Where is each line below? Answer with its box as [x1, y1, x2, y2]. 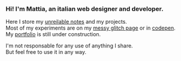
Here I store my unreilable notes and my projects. [5, 18, 127, 25]
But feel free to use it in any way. [5, 49, 87, 56]
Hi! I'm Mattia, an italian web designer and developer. [5, 5, 164, 13]
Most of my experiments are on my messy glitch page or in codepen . [5, 24, 176, 31]
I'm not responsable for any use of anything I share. [5, 42, 133, 49]
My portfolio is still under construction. [5, 31, 101, 38]
